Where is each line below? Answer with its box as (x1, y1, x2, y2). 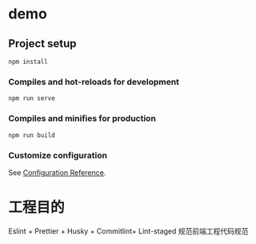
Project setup (8, 37, 78, 50)
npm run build (8, 131, 56, 139)
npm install (8, 58, 48, 66)
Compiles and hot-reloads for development (8, 76, 180, 87)
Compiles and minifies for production (8, 113, 156, 124)
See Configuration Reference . (8, 167, 106, 177)
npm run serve (8, 94, 56, 102)
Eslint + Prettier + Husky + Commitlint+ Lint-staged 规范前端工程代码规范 (8, 226, 249, 236)
